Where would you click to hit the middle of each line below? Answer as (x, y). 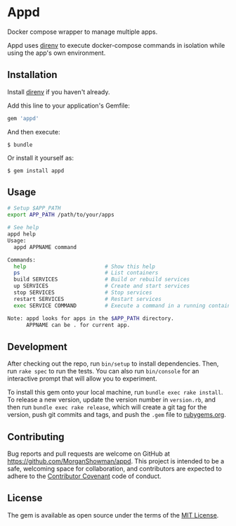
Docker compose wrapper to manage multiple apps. (83, 32)
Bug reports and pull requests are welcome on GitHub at (89, 454)
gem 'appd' (23, 118)
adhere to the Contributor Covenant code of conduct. (84, 476)
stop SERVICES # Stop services (83, 293)
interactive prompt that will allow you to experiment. (82, 379)
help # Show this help (85, 267)
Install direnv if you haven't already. (59, 91)
